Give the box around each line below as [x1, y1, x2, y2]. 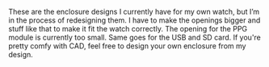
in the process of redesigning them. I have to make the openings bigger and [8, 15, 261, 25]
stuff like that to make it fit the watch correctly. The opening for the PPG [8, 24, 248, 33]
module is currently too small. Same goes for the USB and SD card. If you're [8, 32, 261, 42]
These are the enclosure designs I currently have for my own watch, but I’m [8, 7, 260, 16]
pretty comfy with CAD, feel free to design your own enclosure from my [8, 41, 246, 51]
